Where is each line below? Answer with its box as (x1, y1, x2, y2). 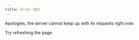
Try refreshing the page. (5, 29, 54, 35)
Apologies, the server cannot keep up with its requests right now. (5, 20, 135, 26)
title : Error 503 (5, 7, 40, 12)
